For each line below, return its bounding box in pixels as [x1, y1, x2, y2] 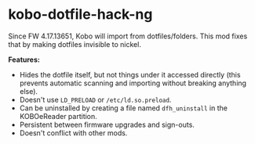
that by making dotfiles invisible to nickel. [8, 39, 141, 49]
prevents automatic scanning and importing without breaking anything [19, 78, 247, 88]
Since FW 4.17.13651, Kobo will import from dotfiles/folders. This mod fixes [8, 31, 248, 41]
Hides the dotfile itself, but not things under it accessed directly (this [19, 70, 241, 79]
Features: [8, 55, 41, 64]
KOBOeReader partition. [19, 111, 98, 121]
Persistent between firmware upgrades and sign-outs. [19, 120, 195, 129]
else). [19, 86, 38, 95]
